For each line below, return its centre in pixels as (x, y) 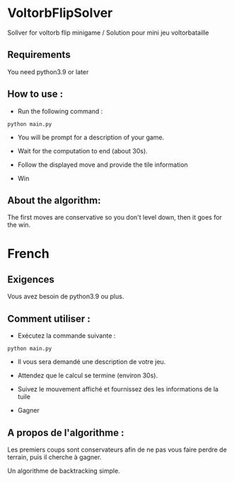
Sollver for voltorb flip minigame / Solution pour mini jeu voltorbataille (108, 33)
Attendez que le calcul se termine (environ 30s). (87, 375)
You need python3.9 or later (48, 71)
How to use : (35, 94)
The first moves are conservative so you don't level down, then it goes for (115, 218)
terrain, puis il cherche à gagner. (54, 457)
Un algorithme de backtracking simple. (64, 471)
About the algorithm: (54, 200)
